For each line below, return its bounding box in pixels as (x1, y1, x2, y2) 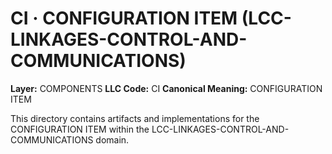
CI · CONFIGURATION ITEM (10, 7, 238, 30)
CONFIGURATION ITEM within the (10, 123, 150, 135)
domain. (95, 133, 130, 146)
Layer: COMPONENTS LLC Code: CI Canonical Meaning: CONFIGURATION (10, 82, 323, 94)
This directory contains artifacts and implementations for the (10, 112, 260, 124)
